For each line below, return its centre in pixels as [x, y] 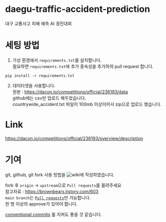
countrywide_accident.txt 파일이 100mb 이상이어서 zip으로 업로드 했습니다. [87, 104]
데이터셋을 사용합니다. [34, 85]
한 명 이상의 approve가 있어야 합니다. [42, 204]
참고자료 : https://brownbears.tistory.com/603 [52, 191]
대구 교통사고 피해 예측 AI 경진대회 [39, 23]
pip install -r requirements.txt [40, 75]
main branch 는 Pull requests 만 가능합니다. [48, 198]
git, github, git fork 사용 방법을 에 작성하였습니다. [60, 174]
